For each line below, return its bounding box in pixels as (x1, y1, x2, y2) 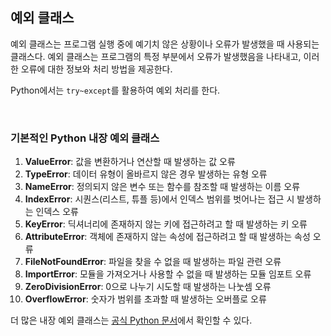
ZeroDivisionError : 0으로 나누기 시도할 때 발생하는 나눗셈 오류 (24, 281, 272, 293)
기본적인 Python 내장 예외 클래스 (10, 131, 160, 145)
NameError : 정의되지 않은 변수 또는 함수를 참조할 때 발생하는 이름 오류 (24, 181, 301, 193)
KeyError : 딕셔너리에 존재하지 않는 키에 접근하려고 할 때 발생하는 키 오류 (24, 218, 308, 230)
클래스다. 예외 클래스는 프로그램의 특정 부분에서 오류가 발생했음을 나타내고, (10, 50, 302, 62)
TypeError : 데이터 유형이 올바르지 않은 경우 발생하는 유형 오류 (24, 168, 268, 180)
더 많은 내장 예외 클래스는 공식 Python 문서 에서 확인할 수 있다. (10, 314, 253, 327)
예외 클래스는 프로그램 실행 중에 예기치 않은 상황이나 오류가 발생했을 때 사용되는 (10, 38, 320, 50)
